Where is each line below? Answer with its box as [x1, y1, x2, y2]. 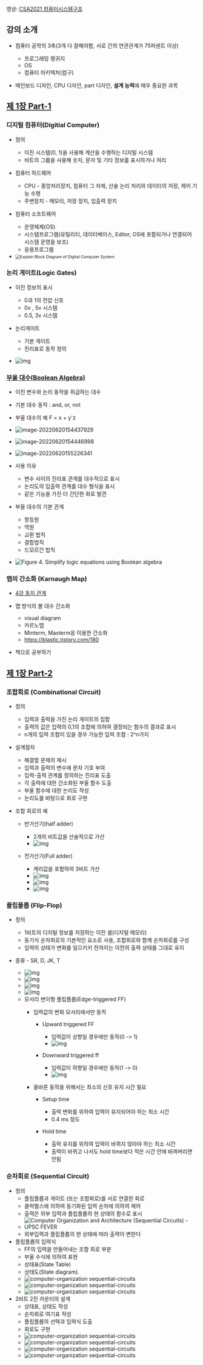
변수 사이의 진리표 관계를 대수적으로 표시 [24, 475, 120, 482]
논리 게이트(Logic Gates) [6, 269, 77, 277]
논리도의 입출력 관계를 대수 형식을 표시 [24, 482, 115, 490]
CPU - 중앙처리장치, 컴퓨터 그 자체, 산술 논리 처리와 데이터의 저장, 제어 [24, 182, 191, 189]
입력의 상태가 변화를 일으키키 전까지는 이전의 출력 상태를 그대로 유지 [24, 944, 185, 952]
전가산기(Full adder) [24, 852, 73, 859]
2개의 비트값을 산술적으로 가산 [33, 833, 105, 841]
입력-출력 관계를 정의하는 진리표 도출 [24, 772, 111, 779]
